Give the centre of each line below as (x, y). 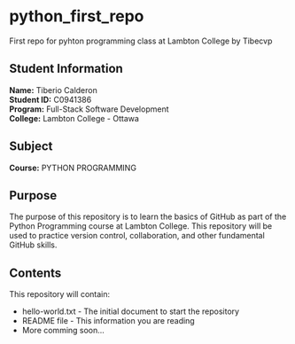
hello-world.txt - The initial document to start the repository (131, 311)
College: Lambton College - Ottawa (74, 118)
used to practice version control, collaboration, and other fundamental (137, 236)
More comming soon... (63, 331)
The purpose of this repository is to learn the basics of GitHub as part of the (148, 217)
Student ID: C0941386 (50, 99)
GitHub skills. (33, 245)
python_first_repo (77, 16)
